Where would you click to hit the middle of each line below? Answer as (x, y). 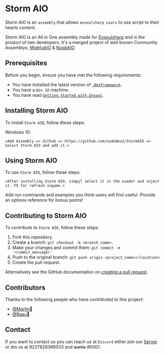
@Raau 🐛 (21, 314)
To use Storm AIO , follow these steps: (43, 172)
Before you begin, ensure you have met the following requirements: (73, 75)
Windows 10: (18, 132)
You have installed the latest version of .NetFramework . (67, 84)
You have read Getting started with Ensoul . (58, 95)
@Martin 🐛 (22, 309)
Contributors (25, 288)
